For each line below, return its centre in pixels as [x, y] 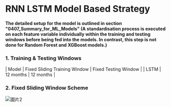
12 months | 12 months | [30, 75]
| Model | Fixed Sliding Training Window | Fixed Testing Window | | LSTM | [83, 69]
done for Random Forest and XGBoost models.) [56, 45]
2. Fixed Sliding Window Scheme [47, 88]
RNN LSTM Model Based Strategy [78, 9]
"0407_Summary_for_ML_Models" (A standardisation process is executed [86, 29]
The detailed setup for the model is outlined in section [64, 23]
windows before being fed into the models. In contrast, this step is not [81, 39]
